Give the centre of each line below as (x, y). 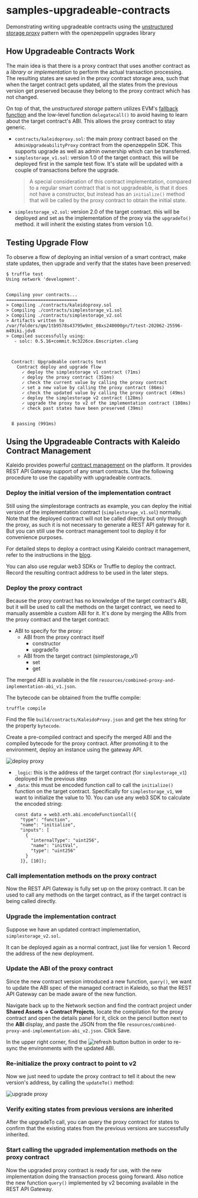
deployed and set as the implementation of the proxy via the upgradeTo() (103, 218)
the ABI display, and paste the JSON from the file (66, 1024)
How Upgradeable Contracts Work (70, 52)
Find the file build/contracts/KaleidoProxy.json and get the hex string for (96, 719)
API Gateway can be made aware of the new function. (72, 994)
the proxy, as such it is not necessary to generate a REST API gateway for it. (98, 524)
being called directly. (32, 901)
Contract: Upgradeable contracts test (59, 362)
